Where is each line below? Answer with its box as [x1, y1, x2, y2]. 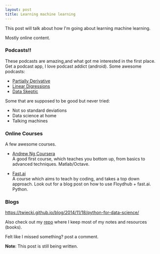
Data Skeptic [12, 88, 38, 94]
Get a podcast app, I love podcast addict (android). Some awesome [5, 63, 142, 69]
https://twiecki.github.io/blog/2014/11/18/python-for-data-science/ [5, 209, 139, 216]
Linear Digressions [12, 83, 51, 89]
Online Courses [5, 130, 43, 137]
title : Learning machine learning [5, 12, 76, 17]
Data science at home [12, 112, 56, 118]
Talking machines [12, 118, 48, 124]
